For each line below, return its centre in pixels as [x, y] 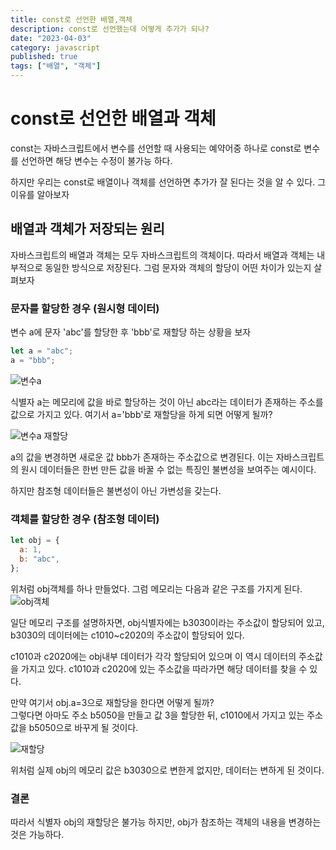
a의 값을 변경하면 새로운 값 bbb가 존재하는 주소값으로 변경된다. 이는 [142, 457]
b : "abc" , [39, 559]
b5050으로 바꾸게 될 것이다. [83, 727]
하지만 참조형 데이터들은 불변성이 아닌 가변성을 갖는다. [116, 490]
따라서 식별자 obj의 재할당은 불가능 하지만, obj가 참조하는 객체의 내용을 [148, 822]
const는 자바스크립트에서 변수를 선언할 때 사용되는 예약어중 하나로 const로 [156, 148]
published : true [44, 57]
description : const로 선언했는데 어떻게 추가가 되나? [110, 29]
